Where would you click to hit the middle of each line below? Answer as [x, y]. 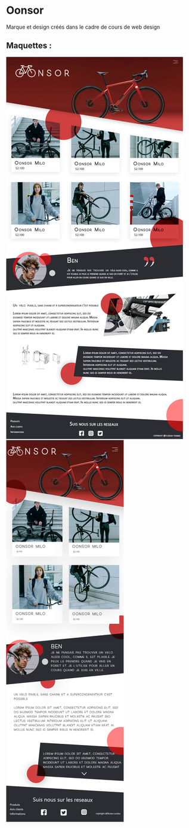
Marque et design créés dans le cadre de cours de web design [83, 27]
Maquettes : [29, 46]
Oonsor [25, 10]
